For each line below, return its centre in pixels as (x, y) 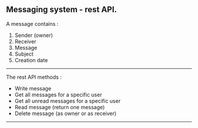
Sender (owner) (34, 35)
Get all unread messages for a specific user (67, 101)
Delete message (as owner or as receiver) (65, 113)
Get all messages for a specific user (58, 95)
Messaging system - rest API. (62, 10)
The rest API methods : (34, 77)
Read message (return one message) (60, 107)
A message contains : (32, 23)
